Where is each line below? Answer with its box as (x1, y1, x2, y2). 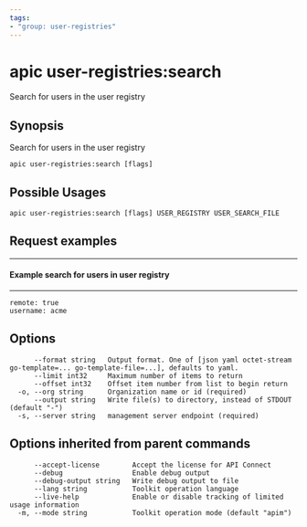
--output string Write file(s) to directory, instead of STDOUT (33, 395, 292, 405)
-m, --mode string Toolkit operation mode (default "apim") (17, 508, 292, 517)
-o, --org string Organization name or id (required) (17, 387, 248, 396)
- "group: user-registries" (9, 22, 117, 31)
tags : (9, 13, 30, 23)
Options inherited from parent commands (9, 436, 251, 452)
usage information (9, 500, 79, 510)
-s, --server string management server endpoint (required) (17, 411, 259, 420)
